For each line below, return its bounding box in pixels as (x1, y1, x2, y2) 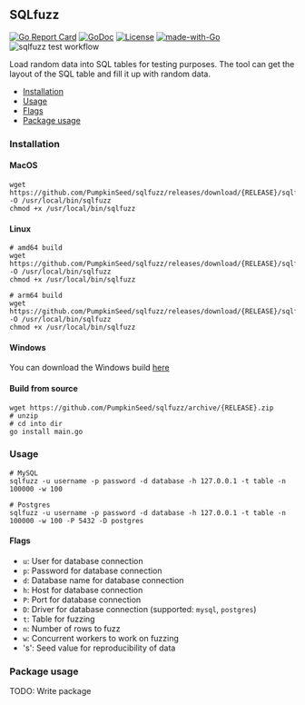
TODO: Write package (9, 686, 92, 697)
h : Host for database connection (22, 585, 143, 596)
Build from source (9, 382, 79, 393)
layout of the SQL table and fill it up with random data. (9, 68, 212, 79)
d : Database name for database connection (22, 575, 184, 586)
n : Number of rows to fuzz (22, 623, 121, 634)
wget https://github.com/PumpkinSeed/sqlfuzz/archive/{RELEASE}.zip (9, 403, 274, 412)
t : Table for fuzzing (22, 613, 95, 625)
